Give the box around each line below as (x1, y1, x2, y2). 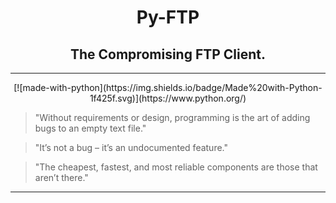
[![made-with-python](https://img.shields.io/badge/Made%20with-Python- (13, 82, 323, 93)
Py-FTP (136, 6, 200, 29)
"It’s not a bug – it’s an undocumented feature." (34, 142, 229, 153)
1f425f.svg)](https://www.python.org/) (89, 92, 247, 104)
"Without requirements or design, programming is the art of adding (34, 112, 311, 123)
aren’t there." (34, 172, 89, 183)
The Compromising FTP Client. (69, 46, 267, 63)
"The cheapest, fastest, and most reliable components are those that (34, 161, 318, 173)
